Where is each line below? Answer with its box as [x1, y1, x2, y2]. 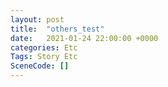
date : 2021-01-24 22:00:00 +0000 [10, 33, 159, 43]
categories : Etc [10, 42, 78, 53]
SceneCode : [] [10, 61, 70, 71]
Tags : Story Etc [10, 52, 78, 62]
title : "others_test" [10, 24, 105, 34]
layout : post [10, 14, 65, 25]
